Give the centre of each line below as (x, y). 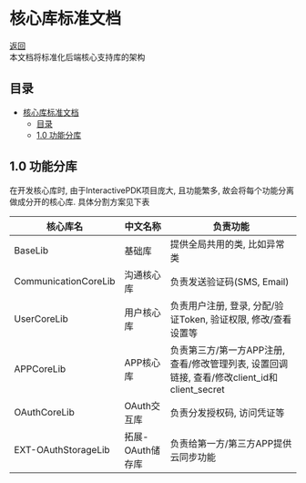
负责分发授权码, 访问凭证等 (227, 413)
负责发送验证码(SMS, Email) (229, 282)
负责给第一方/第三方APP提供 (231, 443)
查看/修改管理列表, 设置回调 (229, 364)
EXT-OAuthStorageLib (62, 449)
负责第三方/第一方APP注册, (227, 350)
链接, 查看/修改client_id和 (224, 377)
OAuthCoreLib (44, 412)
